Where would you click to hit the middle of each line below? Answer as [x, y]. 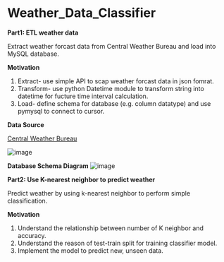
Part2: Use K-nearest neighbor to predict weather [81, 179]
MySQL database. [33, 54]
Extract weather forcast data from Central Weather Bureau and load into [112, 46]
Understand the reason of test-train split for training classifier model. [117, 243]
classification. [27, 201]
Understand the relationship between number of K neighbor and [111, 228]
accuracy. [32, 235]
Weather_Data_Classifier [82, 13]
